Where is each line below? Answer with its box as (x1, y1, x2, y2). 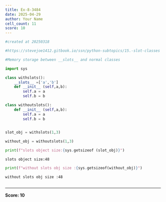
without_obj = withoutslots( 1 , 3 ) (5, 139, 74, 144)
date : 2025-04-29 (5, 12, 41, 17)
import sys (5, 66, 28, 71)
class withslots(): (5, 75, 45, 80)
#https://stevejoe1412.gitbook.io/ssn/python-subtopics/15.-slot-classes (5, 48, 161, 53)
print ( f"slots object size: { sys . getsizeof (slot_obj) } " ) (5, 148, 125, 153)
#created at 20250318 (5, 39, 50, 45)
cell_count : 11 (5, 21, 37, 26)
